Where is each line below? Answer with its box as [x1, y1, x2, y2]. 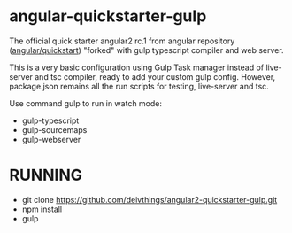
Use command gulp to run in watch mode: [9, 97, 162, 108]
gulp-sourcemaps [21, 124, 88, 135]
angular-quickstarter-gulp [9, 6, 207, 27]
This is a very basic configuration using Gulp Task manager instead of [9, 62, 265, 73]
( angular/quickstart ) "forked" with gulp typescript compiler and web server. [9, 44, 285, 55]
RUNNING [9, 166, 82, 185]
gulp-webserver [21, 134, 81, 144]
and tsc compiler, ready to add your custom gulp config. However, [35, 71, 276, 82]
